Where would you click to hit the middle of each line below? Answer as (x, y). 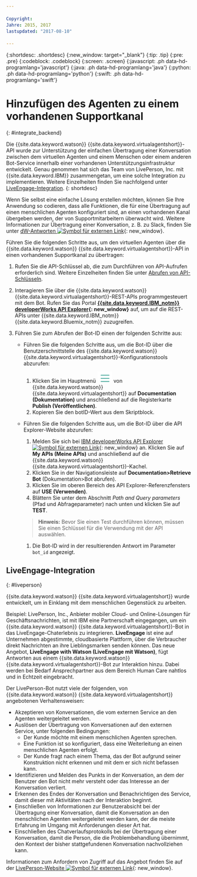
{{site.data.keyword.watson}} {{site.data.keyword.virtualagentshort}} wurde (98, 596)
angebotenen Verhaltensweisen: (45, 700)
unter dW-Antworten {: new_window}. (85, 231)
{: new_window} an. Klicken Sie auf (142, 448)
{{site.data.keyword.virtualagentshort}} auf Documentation (104, 393)
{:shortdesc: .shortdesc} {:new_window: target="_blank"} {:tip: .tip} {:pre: (95, 55)
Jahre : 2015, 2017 (29, 25)
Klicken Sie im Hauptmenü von (77, 381)
